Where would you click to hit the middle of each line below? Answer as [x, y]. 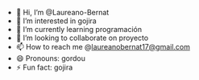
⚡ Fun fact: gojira [44, 67]
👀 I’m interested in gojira [56, 21]
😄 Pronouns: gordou [51, 58]
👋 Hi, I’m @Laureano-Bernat [62, 12]
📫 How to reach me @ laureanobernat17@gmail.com [103, 47]
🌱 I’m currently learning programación [79, 29]
